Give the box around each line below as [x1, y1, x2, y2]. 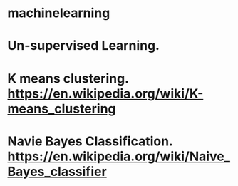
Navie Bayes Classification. [7, 133, 173, 149]
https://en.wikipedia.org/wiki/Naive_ [7, 148, 230, 165]
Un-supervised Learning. [7, 38, 160, 54]
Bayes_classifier [7, 163, 107, 180]
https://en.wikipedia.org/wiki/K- [7, 86, 204, 101]
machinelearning [7, 5, 110, 21]
